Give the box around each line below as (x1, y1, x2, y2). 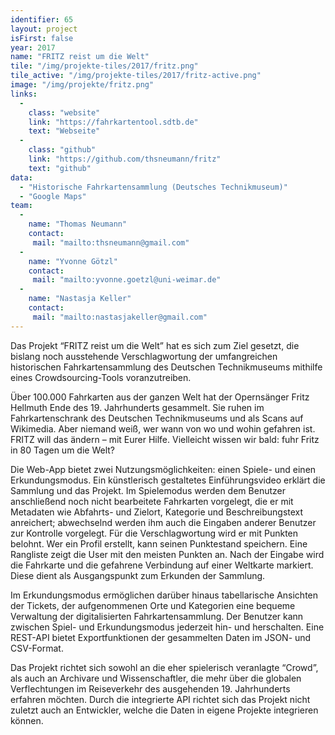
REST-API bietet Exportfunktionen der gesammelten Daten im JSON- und (10, 631, 312, 643)
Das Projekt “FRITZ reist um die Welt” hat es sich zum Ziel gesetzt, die (10, 339, 300, 351)
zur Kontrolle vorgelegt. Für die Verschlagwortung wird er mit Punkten (10, 527, 299, 539)
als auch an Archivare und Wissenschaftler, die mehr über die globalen (10, 672, 302, 684)
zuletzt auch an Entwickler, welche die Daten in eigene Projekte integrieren (10, 704, 319, 716)
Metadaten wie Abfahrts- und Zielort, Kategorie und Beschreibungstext (10, 506, 304, 518)
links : (10, 89, 38, 99)
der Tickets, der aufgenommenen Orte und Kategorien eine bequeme (10, 599, 296, 611)
